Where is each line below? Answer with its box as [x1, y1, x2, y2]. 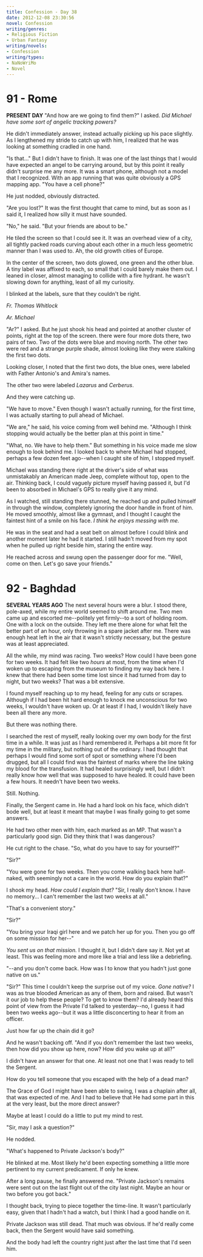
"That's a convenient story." [6, 905, 76, 912]
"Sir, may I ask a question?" [6, 1124, 75, 1131]
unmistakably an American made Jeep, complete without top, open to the [6, 473, 190, 480]
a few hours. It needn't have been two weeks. [6, 778, 120, 785]
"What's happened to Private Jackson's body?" [6, 1147, 125, 1155]
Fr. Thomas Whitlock [6, 302, 58, 309]
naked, [6, 875, 24, 882]
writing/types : [6, 54, 45, 60]
